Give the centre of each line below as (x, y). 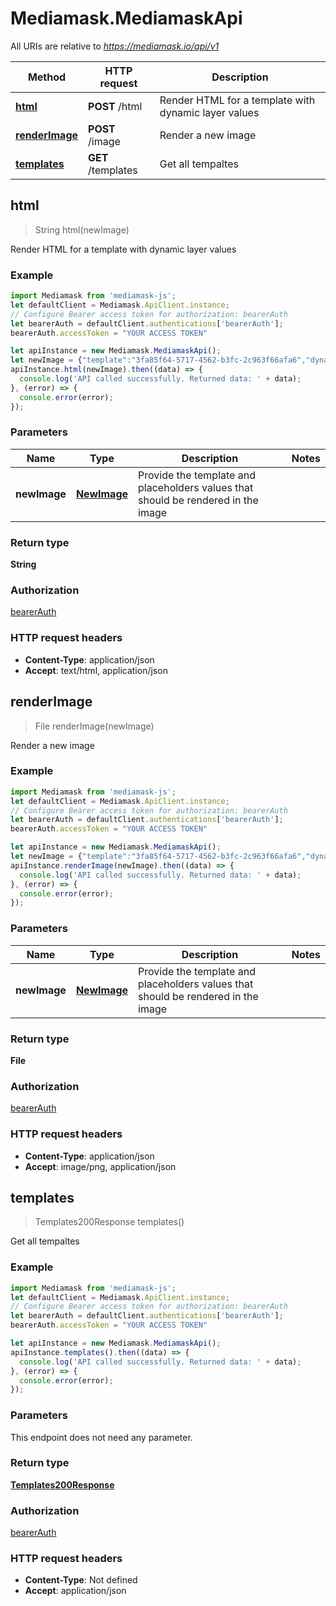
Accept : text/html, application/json (96, 670)
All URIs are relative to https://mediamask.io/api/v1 (115, 46)
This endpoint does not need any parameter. (101, 1437)
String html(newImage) (82, 229)
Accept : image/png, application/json (100, 1166)
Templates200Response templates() (109, 1222)
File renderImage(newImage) (94, 726)
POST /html (115, 106)
